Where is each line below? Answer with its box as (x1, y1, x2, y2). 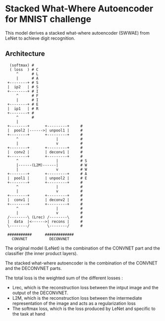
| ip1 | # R (7, 106, 39, 111)
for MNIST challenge (5, 13, 91, 25)
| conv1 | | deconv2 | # (7, 197, 83, 202)
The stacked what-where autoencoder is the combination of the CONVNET (5, 260, 158, 266)
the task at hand (12, 311, 45, 317)
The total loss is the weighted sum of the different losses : (5, 275, 123, 281)
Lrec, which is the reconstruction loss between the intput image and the (12, 284, 159, 290)
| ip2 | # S (7, 84, 39, 89)
